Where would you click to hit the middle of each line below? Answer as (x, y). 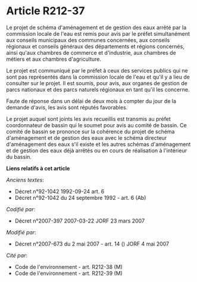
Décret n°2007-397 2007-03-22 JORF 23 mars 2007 (79, 221)
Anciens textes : (25, 180)
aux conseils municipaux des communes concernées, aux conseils (88, 40)
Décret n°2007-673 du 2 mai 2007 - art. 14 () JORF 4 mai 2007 (92, 244)
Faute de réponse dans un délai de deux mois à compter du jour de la (91, 101)
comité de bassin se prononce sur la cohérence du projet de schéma (90, 131)
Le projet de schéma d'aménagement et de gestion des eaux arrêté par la (96, 27)
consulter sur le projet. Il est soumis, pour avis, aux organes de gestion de (97, 83)
